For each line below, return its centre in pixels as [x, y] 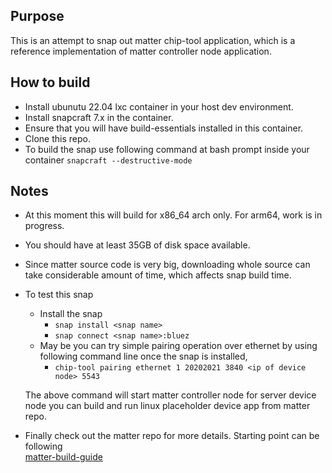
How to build [50, 82]
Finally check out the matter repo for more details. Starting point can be [172, 436]
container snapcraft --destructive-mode [108, 160]
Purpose [37, 16]
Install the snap [71, 314]
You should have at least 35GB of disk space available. [137, 245]
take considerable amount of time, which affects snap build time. [158, 275]
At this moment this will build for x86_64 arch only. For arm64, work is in [173, 215]
